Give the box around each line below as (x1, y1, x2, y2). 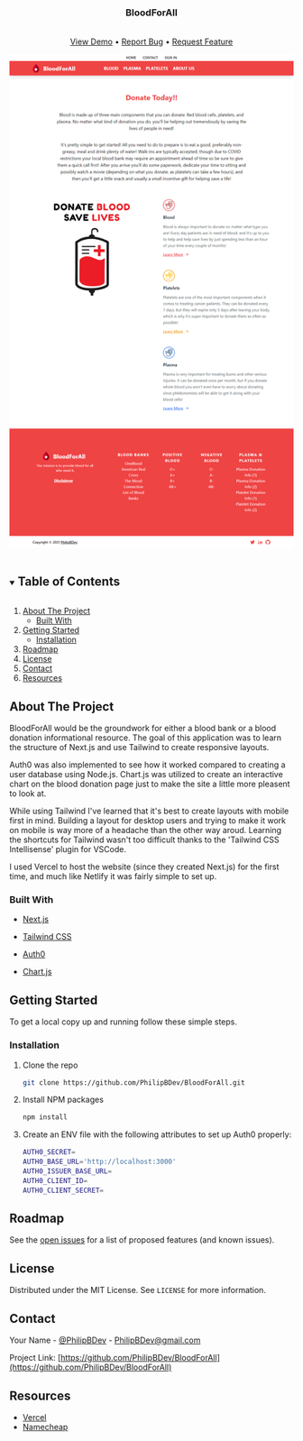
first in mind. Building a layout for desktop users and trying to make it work (9, 815, 287, 826)
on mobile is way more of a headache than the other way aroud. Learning (9, 825, 282, 836)
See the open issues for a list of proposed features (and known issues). (9, 1234, 275, 1245)
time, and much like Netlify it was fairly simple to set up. (9, 871, 217, 882)
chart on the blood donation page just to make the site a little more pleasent (9, 778, 290, 790)
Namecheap (22, 1421, 69, 1432)
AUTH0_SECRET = (22, 1148, 76, 1157)
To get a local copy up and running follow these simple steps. (9, 1016, 237, 1027)
